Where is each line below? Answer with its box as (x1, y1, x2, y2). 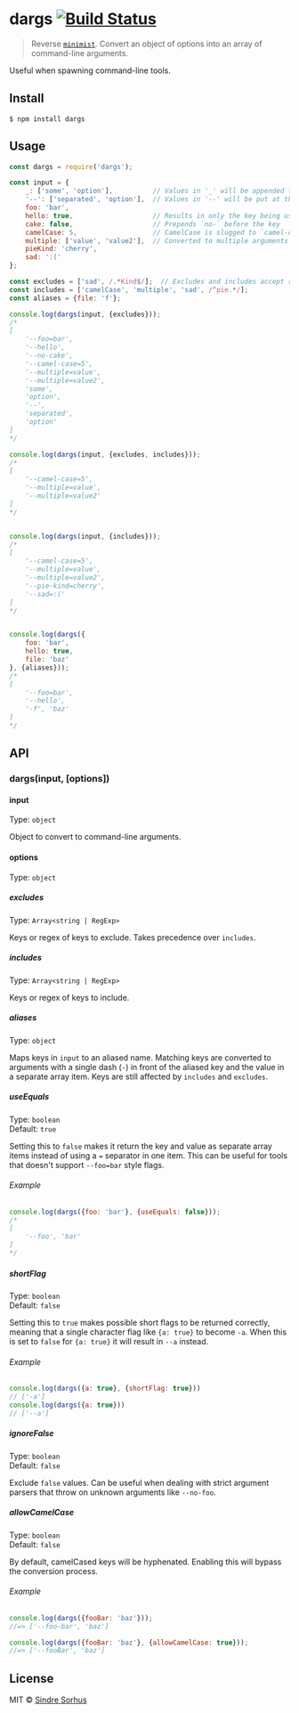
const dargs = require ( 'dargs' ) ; (9, 162, 133, 171)
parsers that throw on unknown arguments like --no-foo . (9, 1487, 216, 1498)
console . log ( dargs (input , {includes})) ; (9, 532, 162, 540)
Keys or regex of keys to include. (9, 992, 130, 1003)
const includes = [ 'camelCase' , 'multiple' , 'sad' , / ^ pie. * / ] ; (9, 285, 249, 294)
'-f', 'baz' (25, 704, 69, 714)
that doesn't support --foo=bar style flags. (9, 1159, 165, 1170)
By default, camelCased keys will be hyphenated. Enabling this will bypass (9, 1556, 282, 1567)
